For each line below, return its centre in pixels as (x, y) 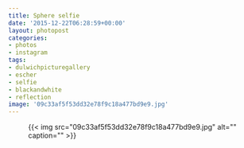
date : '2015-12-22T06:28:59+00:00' (67, 23)
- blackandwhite (35, 90)
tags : (17, 60)
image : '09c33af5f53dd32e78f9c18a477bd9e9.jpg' (89, 104)
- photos (23, 45)
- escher (23, 75)
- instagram (28, 53)
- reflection (30, 97)
